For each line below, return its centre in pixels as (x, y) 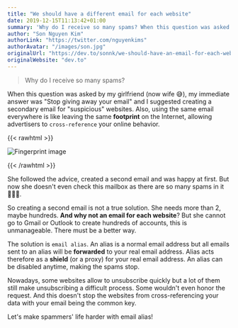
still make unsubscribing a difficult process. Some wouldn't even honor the (116, 288)
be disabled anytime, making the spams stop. (74, 266)
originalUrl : (27, 54)
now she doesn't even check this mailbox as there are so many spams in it (116, 186)
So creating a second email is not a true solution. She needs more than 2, (114, 208)
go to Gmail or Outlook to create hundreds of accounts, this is (97, 222)
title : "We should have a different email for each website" (100, 14)
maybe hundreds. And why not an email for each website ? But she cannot (117, 215)
